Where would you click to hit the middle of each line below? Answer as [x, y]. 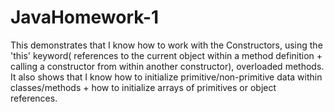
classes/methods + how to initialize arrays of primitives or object [143, 87]
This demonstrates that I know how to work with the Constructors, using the [166, 45]
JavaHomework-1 [85, 17]
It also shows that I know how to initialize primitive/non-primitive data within [166, 77]
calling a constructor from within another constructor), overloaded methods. [167, 66]
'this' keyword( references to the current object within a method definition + [166, 55]
